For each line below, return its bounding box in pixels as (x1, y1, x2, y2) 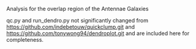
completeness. (6, 36, 44, 43)
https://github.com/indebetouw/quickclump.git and (6, 24, 135, 30)
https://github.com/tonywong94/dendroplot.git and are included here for (6, 30, 190, 37)
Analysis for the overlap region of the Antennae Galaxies (6, 5, 149, 12)
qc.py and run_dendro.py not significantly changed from (6, 17, 149, 24)
